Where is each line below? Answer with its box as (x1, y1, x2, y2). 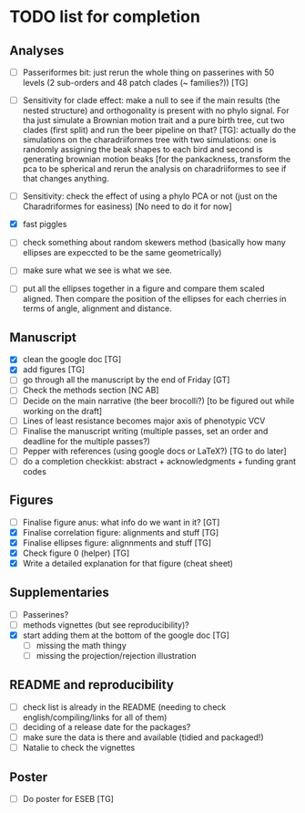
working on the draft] (22, 405, 103, 416)
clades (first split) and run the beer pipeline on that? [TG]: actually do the (22, 125, 297, 136)
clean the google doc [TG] (22, 354, 122, 365)
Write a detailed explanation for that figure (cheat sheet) (22, 558, 234, 568)
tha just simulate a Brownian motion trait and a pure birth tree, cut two (22, 115, 285, 126)
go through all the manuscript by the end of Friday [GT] (22, 374, 230, 385)
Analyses (9, 43, 65, 58)
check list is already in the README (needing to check (22, 701, 227, 713)
